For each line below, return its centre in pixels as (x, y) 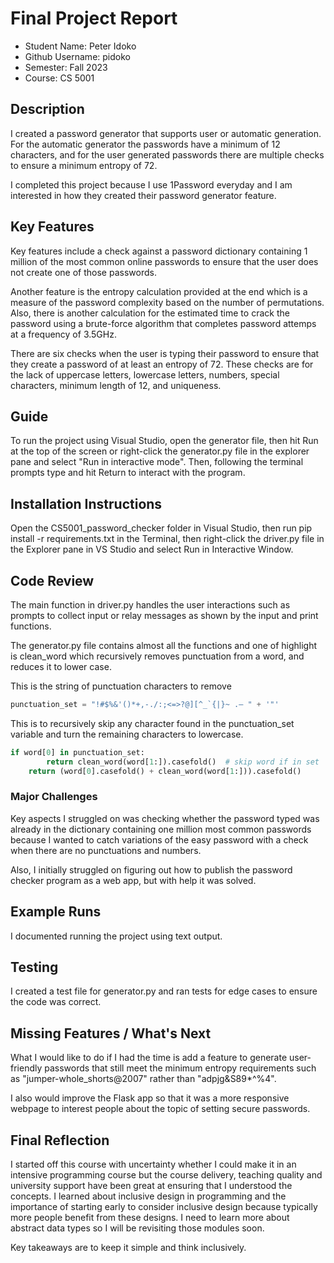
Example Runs (56, 912)
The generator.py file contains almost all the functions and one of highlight (164, 645)
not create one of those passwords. (83, 272)
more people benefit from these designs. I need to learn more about (150, 1218)
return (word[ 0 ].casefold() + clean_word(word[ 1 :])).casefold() (165, 771)
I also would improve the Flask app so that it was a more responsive (150, 1098)
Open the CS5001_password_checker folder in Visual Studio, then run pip (161, 528)
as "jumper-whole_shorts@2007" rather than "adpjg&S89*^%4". (143, 1079)
